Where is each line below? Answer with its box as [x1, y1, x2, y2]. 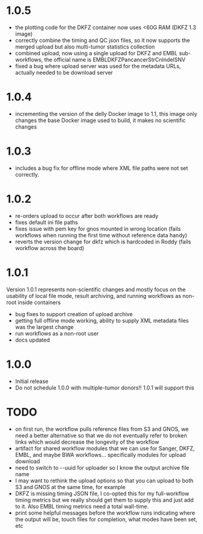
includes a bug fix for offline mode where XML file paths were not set [15, 164, 188, 172]
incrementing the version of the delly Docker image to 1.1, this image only [15, 110, 198, 117]
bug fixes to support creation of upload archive [15, 310, 133, 317]
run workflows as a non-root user [15, 330, 99, 337]
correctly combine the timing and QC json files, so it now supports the [15, 36, 190, 44]
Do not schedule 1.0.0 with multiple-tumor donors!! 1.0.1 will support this [15, 384, 195, 391]
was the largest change [15, 323, 74, 331]
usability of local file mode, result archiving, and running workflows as [6, 292, 182, 299]
